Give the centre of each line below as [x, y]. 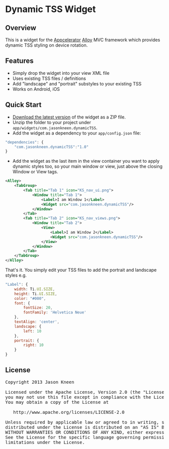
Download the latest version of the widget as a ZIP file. [69, 117]
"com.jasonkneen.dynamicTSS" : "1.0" [52, 147]
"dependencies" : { [24, 142]
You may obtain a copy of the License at [57, 402]
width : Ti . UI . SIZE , [35, 289]
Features [19, 61]
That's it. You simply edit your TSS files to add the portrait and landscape [81, 270]
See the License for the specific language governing [73, 437]
